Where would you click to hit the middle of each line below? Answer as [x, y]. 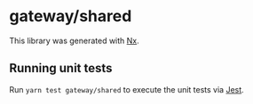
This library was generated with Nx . [74, 41]
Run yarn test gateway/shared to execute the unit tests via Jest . [126, 89]
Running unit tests [61, 68]
